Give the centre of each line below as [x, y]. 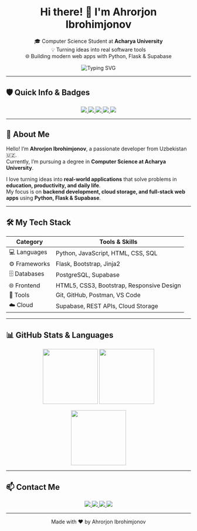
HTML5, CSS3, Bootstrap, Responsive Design [118, 285]
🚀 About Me [28, 135]
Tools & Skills [118, 242]
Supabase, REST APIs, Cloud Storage [107, 306]
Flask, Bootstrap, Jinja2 [88, 264]
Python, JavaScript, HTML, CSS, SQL [106, 253]
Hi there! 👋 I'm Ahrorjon [98, 12]
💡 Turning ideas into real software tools [98, 49]
